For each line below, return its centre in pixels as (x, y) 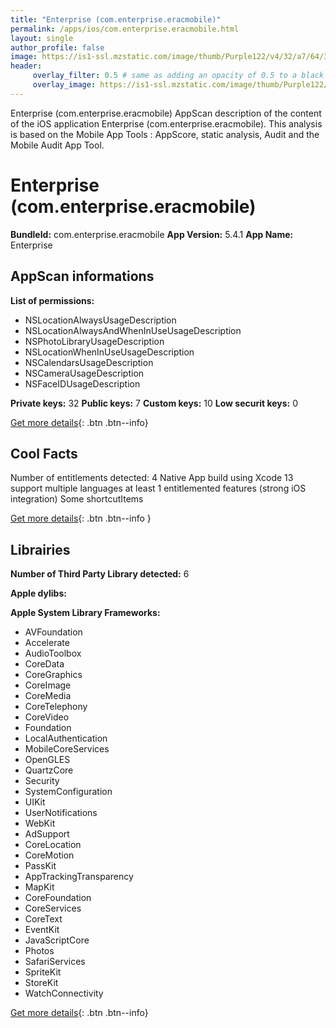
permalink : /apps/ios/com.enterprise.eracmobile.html (125, 29)
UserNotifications (61, 813)
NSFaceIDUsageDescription (82, 383)
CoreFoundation (58, 898)
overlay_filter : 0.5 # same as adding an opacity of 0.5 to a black (178, 76)
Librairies (40, 549)
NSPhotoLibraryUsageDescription (94, 341)
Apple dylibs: (38, 593)
